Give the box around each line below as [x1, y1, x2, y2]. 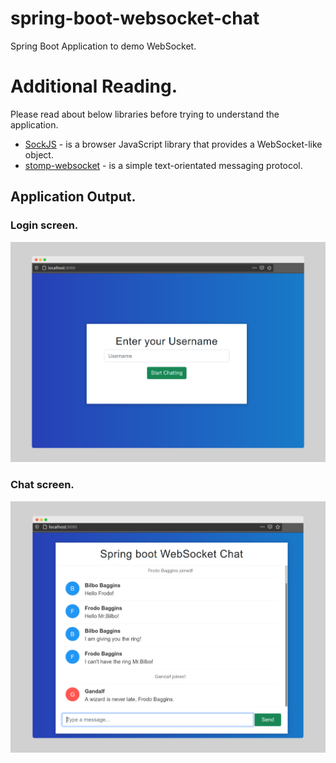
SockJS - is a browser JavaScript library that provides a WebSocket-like [24, 138, 323, 150]
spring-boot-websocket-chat [10, 7, 260, 30]
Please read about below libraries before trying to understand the [10, 108, 280, 120]
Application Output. [10, 188, 137, 206]
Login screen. [10, 218, 79, 232]
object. [24, 148, 54, 161]
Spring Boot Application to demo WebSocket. [10, 40, 197, 52]
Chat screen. [10, 478, 75, 492]
